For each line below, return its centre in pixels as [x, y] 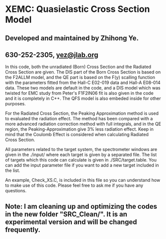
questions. [16, 191]
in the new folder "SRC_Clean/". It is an [66, 214]
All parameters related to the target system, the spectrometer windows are [81, 150]
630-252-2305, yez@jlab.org [52, 55]
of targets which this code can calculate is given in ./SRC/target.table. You [81, 160]
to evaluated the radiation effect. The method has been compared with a [79, 119]
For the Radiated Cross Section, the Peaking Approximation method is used [82, 113]
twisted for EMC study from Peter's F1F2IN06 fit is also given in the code [79, 93]
